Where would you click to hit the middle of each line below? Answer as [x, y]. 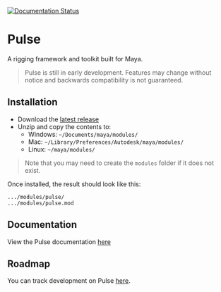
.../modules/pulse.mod [41, 203]
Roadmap [29, 263]
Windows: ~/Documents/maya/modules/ [83, 134]
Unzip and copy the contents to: [64, 126]
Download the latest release [58, 119]
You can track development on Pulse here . [69, 281]
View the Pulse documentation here [59, 242]
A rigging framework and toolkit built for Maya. [75, 59]
